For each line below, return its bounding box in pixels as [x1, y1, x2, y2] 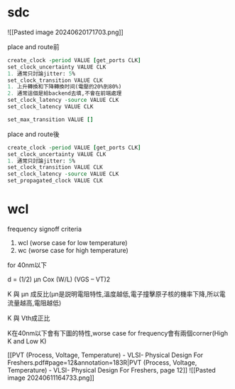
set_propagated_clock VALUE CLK [7, 177, 103, 185]
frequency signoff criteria [7, 225, 82, 233]
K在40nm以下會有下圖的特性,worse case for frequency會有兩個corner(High [7, 329, 229, 337]
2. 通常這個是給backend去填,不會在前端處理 [7, 90, 122, 97]
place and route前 [7, 42, 60, 51]
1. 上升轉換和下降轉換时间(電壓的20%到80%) [7, 83, 122, 90]
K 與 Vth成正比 [7, 314, 50, 322]
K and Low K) [7, 337, 47, 346]
